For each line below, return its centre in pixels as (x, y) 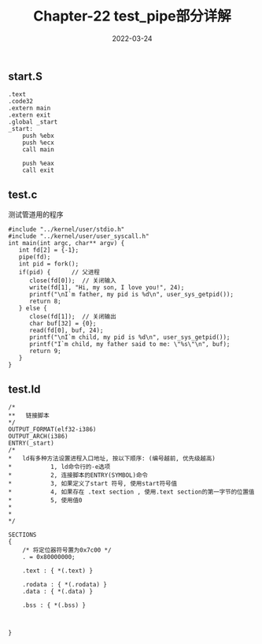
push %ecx (39, 143)
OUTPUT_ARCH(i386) (38, 436)
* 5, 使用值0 (45, 500)
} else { (33, 308)
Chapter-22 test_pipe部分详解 (132, 16)
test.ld (24, 389)
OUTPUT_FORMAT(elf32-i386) (52, 429)
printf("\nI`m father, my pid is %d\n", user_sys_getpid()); (131, 295)
